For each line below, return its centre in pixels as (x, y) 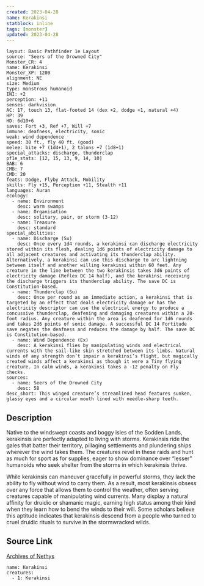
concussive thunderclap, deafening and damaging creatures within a (95, 313)
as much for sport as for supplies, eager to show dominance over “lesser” (99, 458)
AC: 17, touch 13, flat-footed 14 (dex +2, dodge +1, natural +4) (93, 111)
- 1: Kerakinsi (31, 578)
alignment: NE (24, 78)
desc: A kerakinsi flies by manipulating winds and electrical (100, 346)
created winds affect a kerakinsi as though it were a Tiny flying (94, 362)
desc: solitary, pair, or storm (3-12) (68, 218)
